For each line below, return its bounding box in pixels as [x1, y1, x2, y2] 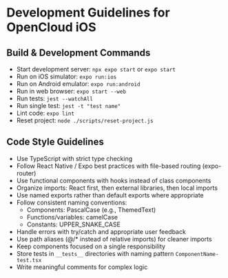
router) [16, 169, 37, 177]
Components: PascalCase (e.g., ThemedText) [26, 205, 156, 214]
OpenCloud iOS [6, 19, 97, 35]
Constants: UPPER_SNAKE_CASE [26, 220, 121, 228]
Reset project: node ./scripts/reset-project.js [16, 116, 154, 125]
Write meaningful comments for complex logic [16, 263, 148, 271]
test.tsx [16, 257, 42, 264]
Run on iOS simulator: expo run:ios [16, 72, 117, 81]
